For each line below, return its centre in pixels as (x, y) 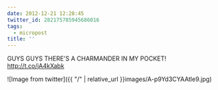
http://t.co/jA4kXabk (36, 66)
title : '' (21, 39)
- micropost (31, 33)
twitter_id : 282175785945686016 (53, 20)
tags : (15, 26)
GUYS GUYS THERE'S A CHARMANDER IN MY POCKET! (87, 58)
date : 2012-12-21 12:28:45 (46, 13)
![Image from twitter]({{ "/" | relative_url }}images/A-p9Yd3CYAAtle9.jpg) (110, 79)
